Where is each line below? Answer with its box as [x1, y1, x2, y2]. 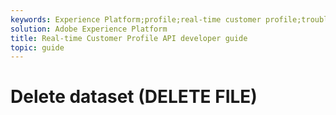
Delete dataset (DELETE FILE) [10, 86, 258, 108]
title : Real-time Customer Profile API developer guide [10, 33, 248, 43]
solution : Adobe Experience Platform [10, 24, 168, 34]
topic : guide [10, 42, 65, 53]
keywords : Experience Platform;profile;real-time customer [10, 14, 262, 25]
